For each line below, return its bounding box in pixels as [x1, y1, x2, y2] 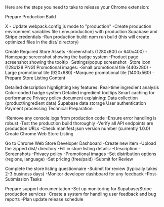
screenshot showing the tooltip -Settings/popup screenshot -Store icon [5, 59, 151, 65]
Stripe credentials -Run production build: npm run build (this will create [5, 34, 150, 40]
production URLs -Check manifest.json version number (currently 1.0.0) [5, 125, 151, 131]
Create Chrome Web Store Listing [5, 131, 74, 136]
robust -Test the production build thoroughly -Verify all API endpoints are [5, 121, 154, 126]
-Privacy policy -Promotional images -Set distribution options [32, 151, 157, 157]
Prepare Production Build [5, 14, 56, 19]
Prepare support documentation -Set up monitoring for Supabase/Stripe [5, 186, 152, 192]
